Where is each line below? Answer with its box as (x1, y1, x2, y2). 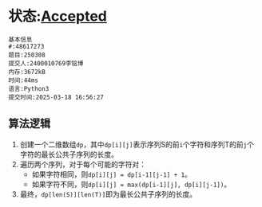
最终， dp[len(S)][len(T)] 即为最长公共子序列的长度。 (19, 189, 197, 199)
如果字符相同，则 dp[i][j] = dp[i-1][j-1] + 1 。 (31, 169, 192, 179)
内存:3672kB (8, 68, 46, 76)
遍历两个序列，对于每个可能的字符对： (19, 159, 146, 169)
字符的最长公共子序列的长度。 (19, 149, 118, 159)
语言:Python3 (8, 84, 50, 92)
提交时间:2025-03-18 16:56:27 (8, 93, 104, 101)
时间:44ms (8, 76, 38, 84)
